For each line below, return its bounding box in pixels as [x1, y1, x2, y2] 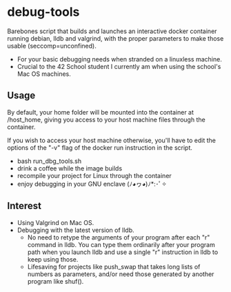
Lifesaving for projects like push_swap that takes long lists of [27, 262, 201, 271]
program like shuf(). [27, 277, 84, 285]
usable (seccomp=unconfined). [7, 41, 97, 50]
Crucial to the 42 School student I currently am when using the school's [17, 62, 221, 70]
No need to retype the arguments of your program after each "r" [27, 233, 210, 242]
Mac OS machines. [17, 70, 71, 78]
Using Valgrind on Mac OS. [17, 218, 94, 226]
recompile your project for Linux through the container [17, 171, 172, 179]
